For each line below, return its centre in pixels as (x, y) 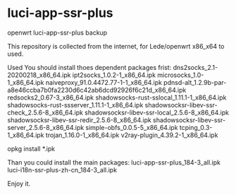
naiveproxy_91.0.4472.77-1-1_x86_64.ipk (104, 82)
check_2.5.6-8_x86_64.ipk (45, 112)
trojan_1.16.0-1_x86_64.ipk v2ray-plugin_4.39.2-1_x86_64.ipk (132, 135)
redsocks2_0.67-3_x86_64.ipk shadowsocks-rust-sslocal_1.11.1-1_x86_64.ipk (117, 97)
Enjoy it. (19, 183)
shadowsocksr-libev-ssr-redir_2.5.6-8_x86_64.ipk (79, 120)
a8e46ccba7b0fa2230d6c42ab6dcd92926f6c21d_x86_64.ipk (97, 90)
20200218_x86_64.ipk (39, 75)
